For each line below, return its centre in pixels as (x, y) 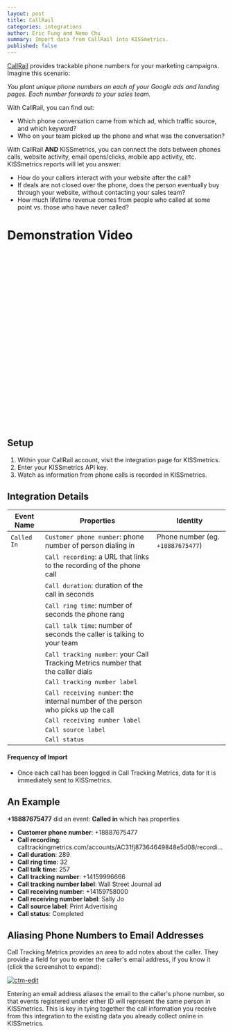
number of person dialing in (90, 545)
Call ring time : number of (89, 605)
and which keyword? (47, 128)
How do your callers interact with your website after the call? (104, 178)
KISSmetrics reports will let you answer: (64, 164)
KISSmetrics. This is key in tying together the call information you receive (112, 1009)
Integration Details (48, 497)
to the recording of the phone (93, 565)
